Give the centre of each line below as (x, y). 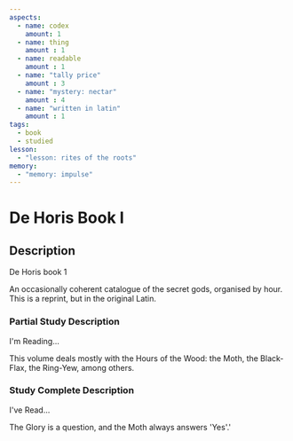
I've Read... (30, 410)
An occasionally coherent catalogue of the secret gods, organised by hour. (146, 289)
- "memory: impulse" (55, 174)
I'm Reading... (35, 341)
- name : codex (43, 26)
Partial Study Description (64, 322)
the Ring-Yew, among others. (82, 367)
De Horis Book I (67, 218)
